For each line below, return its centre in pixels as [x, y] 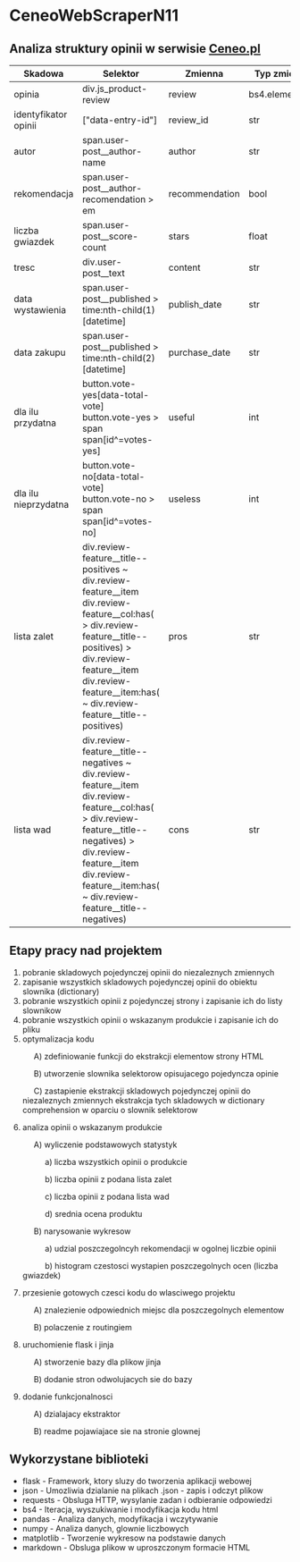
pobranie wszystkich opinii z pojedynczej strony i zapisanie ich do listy [152, 1001]
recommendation [204, 194]
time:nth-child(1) [118, 310]
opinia [27, 94]
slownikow [42, 1010]
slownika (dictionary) [61, 991]
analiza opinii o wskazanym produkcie [92, 1127]
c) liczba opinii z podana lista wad [107, 1196]
